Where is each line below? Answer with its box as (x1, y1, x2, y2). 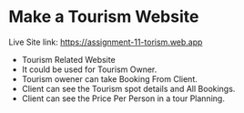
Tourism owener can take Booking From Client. (21, 73, 198, 84)
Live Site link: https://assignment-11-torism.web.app (8, 36, 203, 47)
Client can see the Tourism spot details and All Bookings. (21, 83, 236, 94)
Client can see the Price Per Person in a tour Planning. (21, 93, 225, 104)
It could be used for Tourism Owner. (21, 64, 158, 75)
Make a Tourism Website (8, 6, 199, 27)
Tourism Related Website (21, 54, 116, 65)
